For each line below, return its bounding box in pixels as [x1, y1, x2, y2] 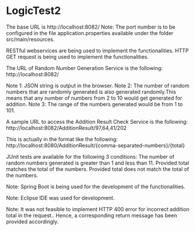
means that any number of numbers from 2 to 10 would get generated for [6, 94, 183, 101]
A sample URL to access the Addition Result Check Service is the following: [6, 118, 189, 125]
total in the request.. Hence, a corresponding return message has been [6, 212, 177, 219]
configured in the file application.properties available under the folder [6, 29, 174, 36]
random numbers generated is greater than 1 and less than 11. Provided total [6, 159, 189, 166]
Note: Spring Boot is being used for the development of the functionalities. [6, 183, 186, 190]
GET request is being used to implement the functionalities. [6, 53, 149, 60]
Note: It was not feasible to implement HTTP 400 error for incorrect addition [6, 205, 190, 212]
